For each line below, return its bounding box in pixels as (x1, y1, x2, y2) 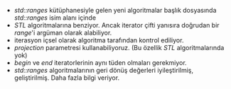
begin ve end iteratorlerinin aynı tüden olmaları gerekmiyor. (14, 59, 187, 66)
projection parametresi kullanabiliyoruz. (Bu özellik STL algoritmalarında (14, 44, 225, 52)
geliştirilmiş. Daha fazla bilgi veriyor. (14, 73, 119, 82)
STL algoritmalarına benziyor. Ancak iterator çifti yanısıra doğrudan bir (14, 21, 220, 29)
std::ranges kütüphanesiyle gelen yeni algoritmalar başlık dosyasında (14, 6, 217, 14)
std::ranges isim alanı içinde (14, 13, 97, 22)
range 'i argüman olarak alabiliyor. (14, 28, 112, 37)
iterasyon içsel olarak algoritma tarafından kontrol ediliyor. (14, 36, 184, 44)
